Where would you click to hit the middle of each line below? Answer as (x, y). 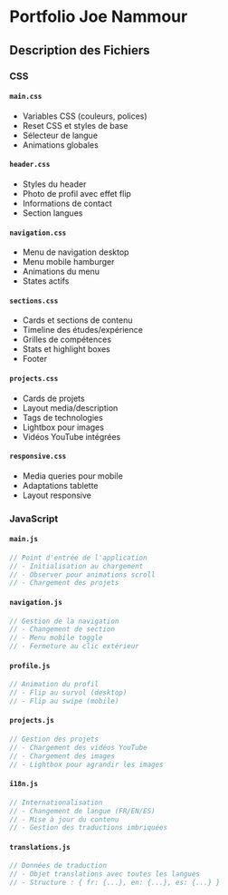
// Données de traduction (58, 866)
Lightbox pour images (63, 427)
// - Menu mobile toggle (56, 638)
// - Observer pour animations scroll (82, 574)
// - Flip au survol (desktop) (68, 693)
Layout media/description (70, 408)
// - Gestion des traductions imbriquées (89, 828)
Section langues (52, 213)
